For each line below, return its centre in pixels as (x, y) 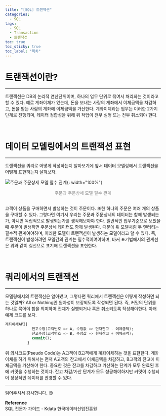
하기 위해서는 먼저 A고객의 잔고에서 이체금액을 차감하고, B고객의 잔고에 (86, 359)
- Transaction (24, 33)
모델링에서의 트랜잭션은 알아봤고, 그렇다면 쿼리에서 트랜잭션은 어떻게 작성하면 (80, 296)
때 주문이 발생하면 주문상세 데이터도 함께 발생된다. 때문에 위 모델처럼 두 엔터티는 (82, 227)
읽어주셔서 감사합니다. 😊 (29, 393)
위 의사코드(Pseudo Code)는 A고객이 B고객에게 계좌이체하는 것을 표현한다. (77, 353)
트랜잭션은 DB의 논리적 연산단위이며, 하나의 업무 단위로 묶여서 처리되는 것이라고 (82, 97)
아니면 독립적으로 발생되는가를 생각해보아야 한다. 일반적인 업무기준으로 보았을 (86, 221)
